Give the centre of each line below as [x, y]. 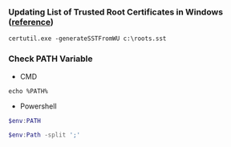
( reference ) [31, 22]
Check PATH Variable [51, 59]
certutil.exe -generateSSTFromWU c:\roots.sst [87, 39]
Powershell [38, 106]
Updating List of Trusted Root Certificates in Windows [115, 12]
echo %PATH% [28, 91]
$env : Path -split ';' [45, 135]
